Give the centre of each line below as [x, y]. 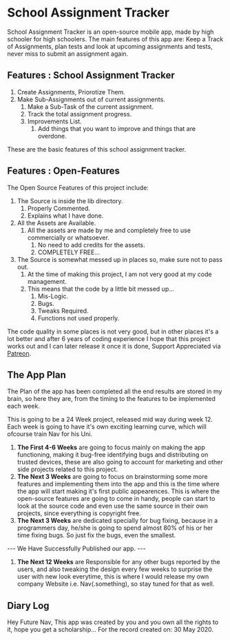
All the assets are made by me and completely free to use [109, 230]
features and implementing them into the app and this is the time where [118, 484]
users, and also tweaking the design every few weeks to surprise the [115, 569]
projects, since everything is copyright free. [79, 513]
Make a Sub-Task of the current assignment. [90, 106]
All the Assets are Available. [56, 223]
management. [47, 281]
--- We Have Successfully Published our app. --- [76, 548]
